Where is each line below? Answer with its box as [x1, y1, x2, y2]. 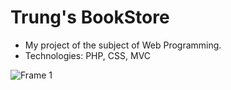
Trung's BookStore [10, 6, 170, 29]
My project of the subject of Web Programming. [24, 39, 222, 51]
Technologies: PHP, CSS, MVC [24, 49, 152, 61]
